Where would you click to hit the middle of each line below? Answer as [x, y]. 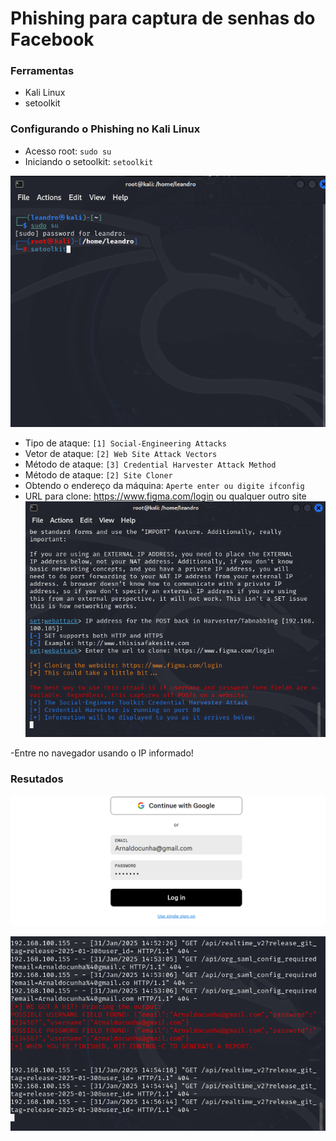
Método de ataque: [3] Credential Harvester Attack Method [150, 464]
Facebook [52, 39]
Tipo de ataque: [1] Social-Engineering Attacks [125, 443]
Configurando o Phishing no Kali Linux [105, 129]
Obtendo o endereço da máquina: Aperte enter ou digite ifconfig [164, 486]
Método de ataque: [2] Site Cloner [98, 475]
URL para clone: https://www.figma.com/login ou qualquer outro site [165, 496]
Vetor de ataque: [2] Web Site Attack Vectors [121, 454]
